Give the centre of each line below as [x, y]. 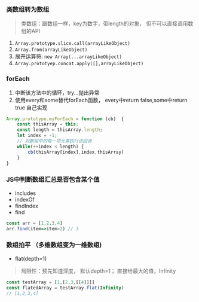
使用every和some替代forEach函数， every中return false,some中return [101, 100]
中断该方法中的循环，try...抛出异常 [57, 92]
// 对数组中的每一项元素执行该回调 [54, 141]
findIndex [27, 206]
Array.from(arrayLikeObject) [51, 50]
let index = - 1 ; [37, 136]
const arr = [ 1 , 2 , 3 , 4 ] [34, 223]
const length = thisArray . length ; [60, 130]
